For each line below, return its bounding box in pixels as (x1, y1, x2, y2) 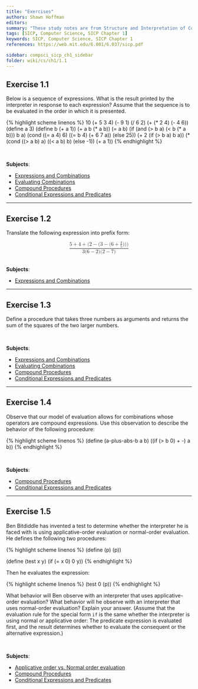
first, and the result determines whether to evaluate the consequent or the (6, 623, 186, 630)
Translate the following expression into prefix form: (6, 229, 130, 237)
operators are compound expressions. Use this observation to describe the (6, 419, 189, 426)
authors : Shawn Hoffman (6, 14, 65, 20)
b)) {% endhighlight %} (6, 443, 62, 450)
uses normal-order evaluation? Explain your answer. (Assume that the (6, 604, 176, 611)
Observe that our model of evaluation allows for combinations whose (6, 413, 174, 420)
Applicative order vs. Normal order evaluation (14, 664, 126, 671)
